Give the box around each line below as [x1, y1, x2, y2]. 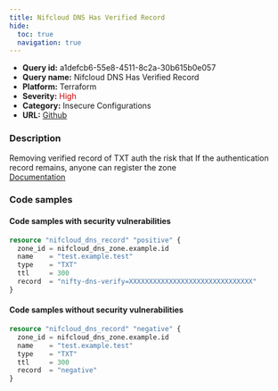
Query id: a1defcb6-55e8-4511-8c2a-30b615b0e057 [21, 62, 217, 73]
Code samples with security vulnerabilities [9, 216, 171, 227]
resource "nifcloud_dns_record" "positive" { [9, 236, 181, 245]
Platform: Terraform [21, 81, 97, 92]
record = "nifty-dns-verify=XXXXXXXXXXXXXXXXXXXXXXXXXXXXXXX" [17, 278, 257, 287]
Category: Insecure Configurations [21, 100, 151, 112]
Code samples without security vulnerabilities [9, 304, 184, 315]
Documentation [9, 171, 66, 182]
